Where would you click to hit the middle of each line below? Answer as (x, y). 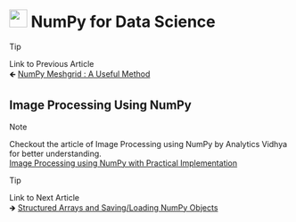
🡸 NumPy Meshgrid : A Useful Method (80, 74)
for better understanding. (56, 153)
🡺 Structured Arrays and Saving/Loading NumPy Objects (114, 207)
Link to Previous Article (52, 63)
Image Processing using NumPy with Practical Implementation (123, 163)
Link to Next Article (45, 197)
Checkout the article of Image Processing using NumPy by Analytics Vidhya (148, 144)
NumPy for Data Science (123, 22)
